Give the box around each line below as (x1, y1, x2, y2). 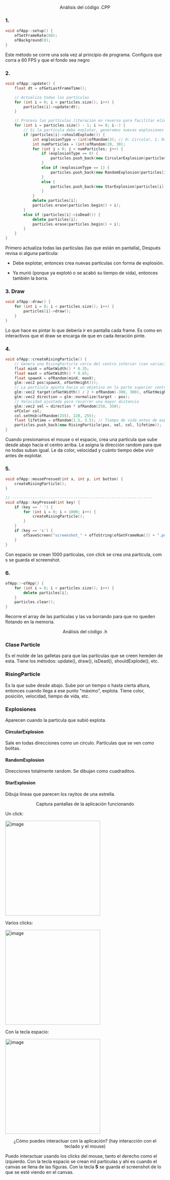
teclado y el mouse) (64, 1143, 106, 1149)
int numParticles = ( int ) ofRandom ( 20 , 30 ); (32, 142, 125, 147)
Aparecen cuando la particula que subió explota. (5, 717, 107, 723)
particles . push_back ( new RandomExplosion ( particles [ (50, 169, 164, 175)
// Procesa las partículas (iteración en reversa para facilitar (14, 118, 155, 123)
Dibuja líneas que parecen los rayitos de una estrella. (5, 791, 115, 797)
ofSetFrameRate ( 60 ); (14, 33, 58, 38)
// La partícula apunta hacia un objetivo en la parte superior (14, 385, 153, 390)
